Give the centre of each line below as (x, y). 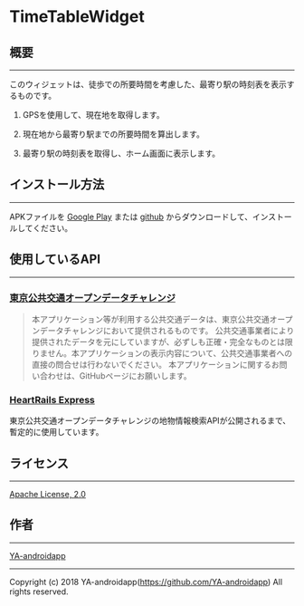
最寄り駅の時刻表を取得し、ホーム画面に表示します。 (121, 153)
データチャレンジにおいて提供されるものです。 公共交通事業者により (167, 330)
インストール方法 (57, 184)
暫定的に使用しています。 (57, 432)
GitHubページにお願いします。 (135, 375)
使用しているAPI (55, 260)
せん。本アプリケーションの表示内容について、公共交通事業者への (170, 353)
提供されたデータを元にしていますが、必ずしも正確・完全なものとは (158, 341)
